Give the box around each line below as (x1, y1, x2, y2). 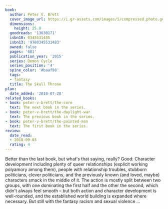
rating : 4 (9, 142, 30, 147)
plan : (5, 86, 16, 91)
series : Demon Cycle (9, 58, 52, 63)
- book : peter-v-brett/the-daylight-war (5, 109, 91, 115)
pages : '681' (9, 49, 37, 54)
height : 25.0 (14, 26, 41, 31)
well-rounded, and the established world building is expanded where (5, 193, 146, 199)
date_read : (9, 133, 32, 138)
